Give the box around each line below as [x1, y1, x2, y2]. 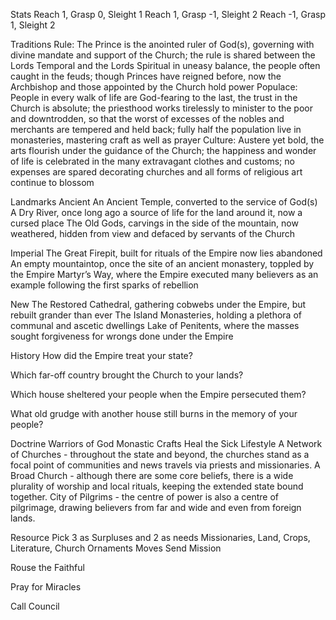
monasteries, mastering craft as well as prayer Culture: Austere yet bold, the [10, 134, 325, 146]
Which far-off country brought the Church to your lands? [10, 369, 244, 381]
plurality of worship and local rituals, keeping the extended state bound [10, 480, 304, 492]
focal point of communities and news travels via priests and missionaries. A [10, 459, 321, 471]
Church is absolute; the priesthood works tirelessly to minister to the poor [10, 102, 313, 114]
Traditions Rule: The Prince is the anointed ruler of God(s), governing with [10, 39, 315, 50]
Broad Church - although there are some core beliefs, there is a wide [10, 470, 294, 481]
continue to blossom [10, 177, 95, 188]
